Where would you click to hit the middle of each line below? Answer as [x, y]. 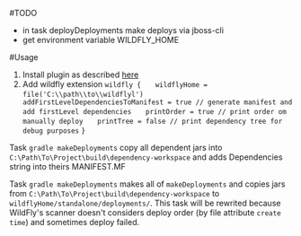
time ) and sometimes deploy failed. [75, 222]
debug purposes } [54, 131]
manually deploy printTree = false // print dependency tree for [152, 121]
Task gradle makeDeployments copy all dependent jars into [116, 148]
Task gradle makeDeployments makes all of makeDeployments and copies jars [147, 184]
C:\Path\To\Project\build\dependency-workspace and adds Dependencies [146, 157]
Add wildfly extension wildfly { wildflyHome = [115, 84]
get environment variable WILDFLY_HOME [101, 40]
